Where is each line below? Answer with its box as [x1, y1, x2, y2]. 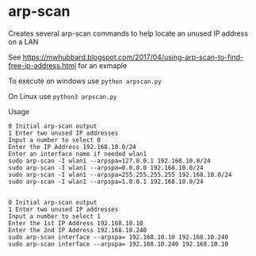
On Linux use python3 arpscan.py [8, 91, 117, 101]
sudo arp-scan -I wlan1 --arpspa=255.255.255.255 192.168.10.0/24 [8, 170, 232, 178]
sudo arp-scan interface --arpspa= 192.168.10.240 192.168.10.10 [8, 240, 228, 248]
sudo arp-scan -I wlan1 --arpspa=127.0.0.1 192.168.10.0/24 [8, 157, 212, 165]
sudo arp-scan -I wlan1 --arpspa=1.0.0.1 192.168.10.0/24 [8, 178, 204, 185]
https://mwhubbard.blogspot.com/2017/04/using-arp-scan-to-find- [22, 52, 244, 62]
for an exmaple [78, 60, 128, 70]
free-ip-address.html [8, 60, 77, 70]
